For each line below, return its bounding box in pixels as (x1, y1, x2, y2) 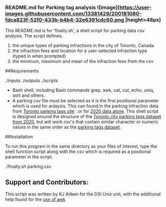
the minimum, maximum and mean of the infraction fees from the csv (12, 59, 154, 65)
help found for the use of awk (5, 197, 66, 203)
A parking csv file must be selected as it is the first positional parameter (12, 98, 160, 104)
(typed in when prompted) (12, 53, 66, 59)
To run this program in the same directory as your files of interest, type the (5, 143, 158, 149)
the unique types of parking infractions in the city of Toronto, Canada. (12, 43, 155, 49)
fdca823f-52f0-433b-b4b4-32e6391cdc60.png (5, 16, 124, 23)
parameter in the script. (5, 154, 53, 160)
